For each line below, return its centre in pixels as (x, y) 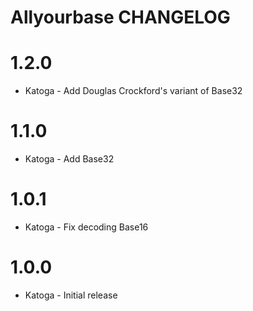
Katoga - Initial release (71, 295)
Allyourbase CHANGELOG (120, 17)
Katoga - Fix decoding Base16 (86, 227)
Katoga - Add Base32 (69, 159)
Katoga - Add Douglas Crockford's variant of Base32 (133, 91)
